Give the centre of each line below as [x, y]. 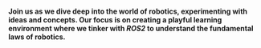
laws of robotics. [37, 37]
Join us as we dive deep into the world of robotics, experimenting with [128, 11]
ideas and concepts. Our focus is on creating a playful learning [115, 19]
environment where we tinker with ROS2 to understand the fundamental [131, 28]
